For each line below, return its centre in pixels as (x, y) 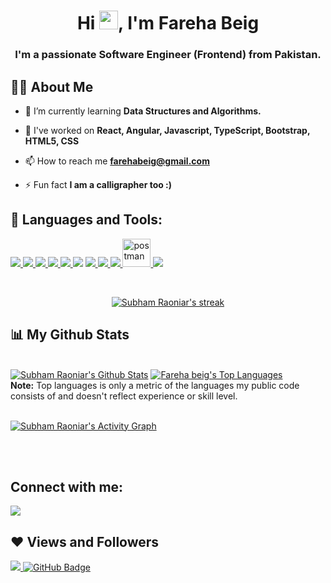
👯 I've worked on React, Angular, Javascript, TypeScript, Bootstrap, (167, 130)
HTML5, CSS (52, 141)
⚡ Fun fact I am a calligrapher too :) (98, 184)
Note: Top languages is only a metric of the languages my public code (155, 385)
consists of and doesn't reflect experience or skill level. (124, 396)
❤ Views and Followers (85, 541)
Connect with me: (67, 486)
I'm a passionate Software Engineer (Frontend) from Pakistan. (168, 55)
